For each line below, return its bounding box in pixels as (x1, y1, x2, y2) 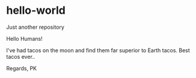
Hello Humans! (6, 35, 43, 42)
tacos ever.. (6, 53, 35, 60)
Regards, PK (6, 64, 37, 72)
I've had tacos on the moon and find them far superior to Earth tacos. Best (6, 46, 191, 54)
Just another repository (6, 23, 65, 31)
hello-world (6, 4, 66, 17)
